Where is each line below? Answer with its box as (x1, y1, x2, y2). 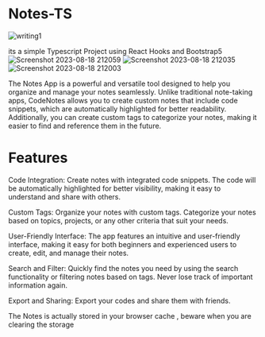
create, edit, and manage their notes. (8, 248, 129, 258)
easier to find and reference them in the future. (8, 121, 162, 130)
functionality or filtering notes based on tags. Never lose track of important (8, 272, 253, 281)
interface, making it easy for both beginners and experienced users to (8, 239, 237, 249)
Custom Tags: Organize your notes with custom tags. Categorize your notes (8, 207, 256, 217)
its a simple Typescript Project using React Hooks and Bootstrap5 (8, 46, 223, 56)
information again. (8, 280, 68, 290)
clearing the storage (8, 320, 75, 329)
